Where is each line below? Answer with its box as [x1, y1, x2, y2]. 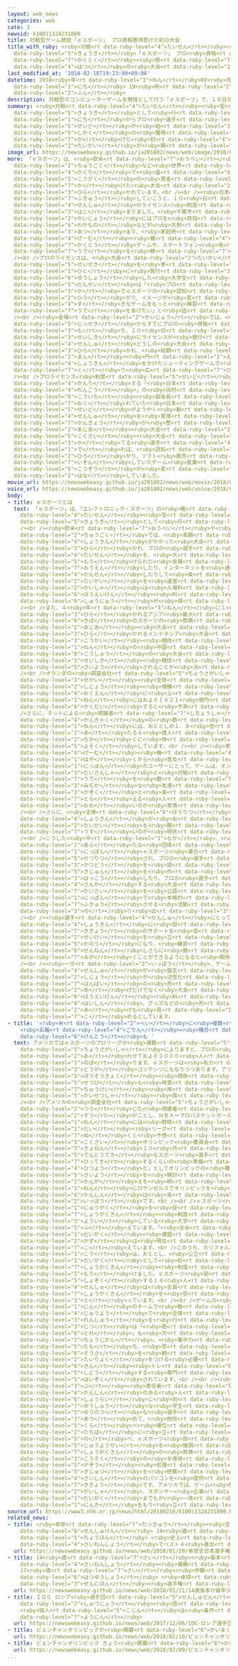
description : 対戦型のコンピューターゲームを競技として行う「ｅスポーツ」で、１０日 [7, 96, 227, 104]
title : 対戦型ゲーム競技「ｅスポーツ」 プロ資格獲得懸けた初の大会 [7, 37, 181, 44]
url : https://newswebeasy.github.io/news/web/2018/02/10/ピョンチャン [13, 1633, 220, 1640]
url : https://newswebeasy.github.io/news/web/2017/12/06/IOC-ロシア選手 [13, 1620, 228, 1627]
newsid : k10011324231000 [7, 30, 81, 38]
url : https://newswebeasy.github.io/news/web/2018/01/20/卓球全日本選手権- [13, 1548, 234, 1555]
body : [7, 492, 23, 499]
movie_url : [7, 479, 40, 486]
